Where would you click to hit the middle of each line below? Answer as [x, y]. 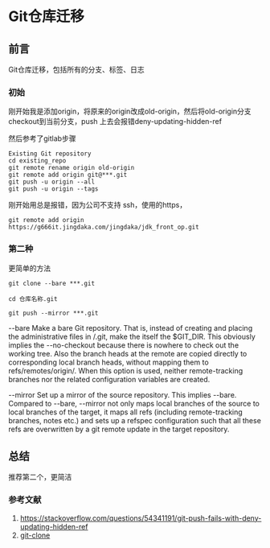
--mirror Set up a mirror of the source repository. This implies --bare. [123, 394]
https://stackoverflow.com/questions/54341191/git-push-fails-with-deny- [141, 518]
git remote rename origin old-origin [72, 168]
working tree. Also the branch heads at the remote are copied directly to [128, 353]
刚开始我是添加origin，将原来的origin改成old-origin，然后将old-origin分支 [130, 111]
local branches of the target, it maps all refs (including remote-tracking [125, 412]
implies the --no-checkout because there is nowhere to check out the [124, 345]
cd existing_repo [37, 161]
